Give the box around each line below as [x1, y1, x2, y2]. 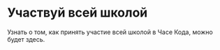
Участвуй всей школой [7, 5, 148, 21]
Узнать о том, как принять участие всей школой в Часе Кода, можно [7, 28, 213, 36]
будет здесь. [7, 35, 45, 43]
